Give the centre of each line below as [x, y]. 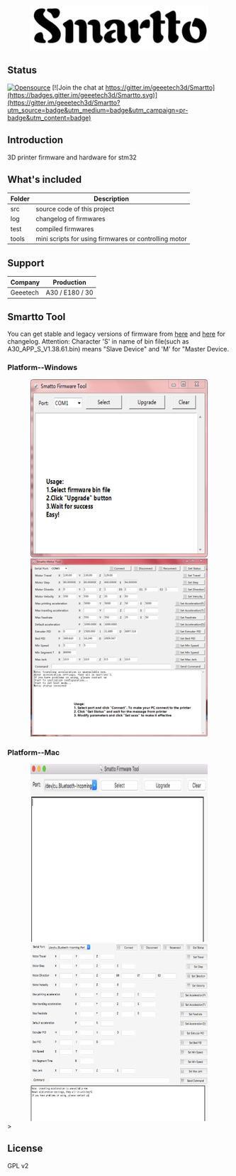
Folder [20, 198]
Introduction [35, 140]
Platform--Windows [43, 368]
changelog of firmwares [71, 219]
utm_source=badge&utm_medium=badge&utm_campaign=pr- [98, 110]
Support [26, 263]
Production [69, 282]
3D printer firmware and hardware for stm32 [72, 157]
